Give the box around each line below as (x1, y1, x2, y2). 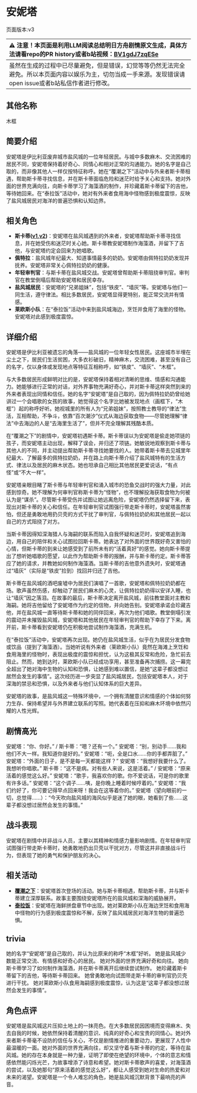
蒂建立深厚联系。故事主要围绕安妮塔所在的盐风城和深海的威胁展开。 (14, 894, 179, 901)
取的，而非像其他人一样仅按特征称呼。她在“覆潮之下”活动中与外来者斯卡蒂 (6, 168, 186, 175)
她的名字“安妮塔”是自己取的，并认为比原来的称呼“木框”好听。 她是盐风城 (6, 950, 181, 957)
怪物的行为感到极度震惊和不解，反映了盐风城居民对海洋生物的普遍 (19, 909, 179, 916)
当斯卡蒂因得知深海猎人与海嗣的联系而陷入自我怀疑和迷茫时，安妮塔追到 (6, 530, 181, 537)
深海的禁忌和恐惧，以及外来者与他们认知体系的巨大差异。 (6, 680, 145, 687)
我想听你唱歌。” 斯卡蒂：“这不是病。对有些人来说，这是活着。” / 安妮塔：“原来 (6, 765, 191, 771)
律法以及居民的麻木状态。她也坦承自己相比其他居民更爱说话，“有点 (16, 462, 178, 469)
